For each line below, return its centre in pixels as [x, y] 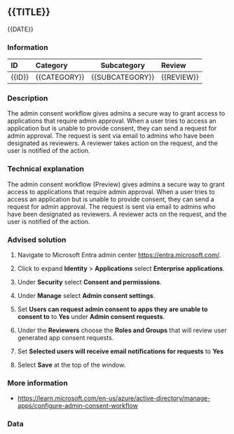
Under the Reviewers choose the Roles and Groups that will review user [122, 330]
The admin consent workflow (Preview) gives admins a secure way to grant [116, 184]
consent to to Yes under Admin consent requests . [91, 317]
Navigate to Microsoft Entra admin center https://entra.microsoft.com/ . [119, 255]
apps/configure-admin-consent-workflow [77, 406]
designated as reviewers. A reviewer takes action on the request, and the [113, 143]
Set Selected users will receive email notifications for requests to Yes [121, 351]
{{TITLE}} [29, 12]
